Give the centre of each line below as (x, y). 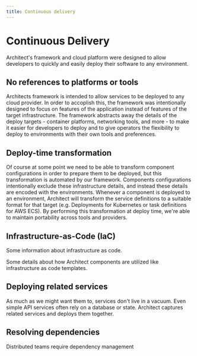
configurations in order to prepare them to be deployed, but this (84, 174)
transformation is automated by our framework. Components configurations (99, 180)
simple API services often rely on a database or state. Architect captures (95, 307)
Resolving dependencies (53, 332)
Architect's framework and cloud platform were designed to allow (86, 57)
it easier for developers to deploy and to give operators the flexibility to (93, 128)
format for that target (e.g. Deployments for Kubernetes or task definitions (96, 205)
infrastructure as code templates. (47, 268)
